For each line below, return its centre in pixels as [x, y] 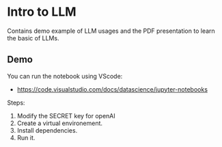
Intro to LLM [42, 12]
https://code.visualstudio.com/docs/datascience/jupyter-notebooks [112, 89]
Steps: [16, 103]
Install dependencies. [47, 130]
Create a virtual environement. [60, 123]
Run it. [26, 137]
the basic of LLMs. [33, 38]
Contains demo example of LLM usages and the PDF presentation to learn [111, 31]
